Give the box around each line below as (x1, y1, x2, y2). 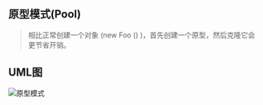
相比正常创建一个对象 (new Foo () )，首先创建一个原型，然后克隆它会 (27, 30, 256, 40)
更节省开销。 (27, 40, 71, 49)
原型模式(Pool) (8, 7, 82, 21)
